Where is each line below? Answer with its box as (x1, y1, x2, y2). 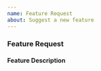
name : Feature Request (7, 10, 73, 17)
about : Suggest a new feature (7, 17, 95, 23)
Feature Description (7, 57, 66, 65)
